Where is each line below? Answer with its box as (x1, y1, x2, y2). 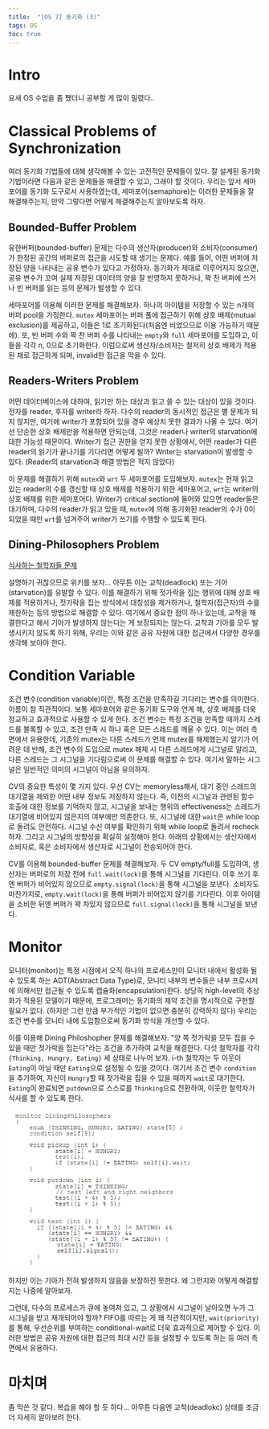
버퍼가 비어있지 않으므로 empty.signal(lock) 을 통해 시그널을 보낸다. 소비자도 (16, 879, 259, 889)
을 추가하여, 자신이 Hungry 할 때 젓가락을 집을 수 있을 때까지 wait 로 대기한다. (8, 1073, 245, 1082)
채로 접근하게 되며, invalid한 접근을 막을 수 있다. (16, 351, 166, 360)
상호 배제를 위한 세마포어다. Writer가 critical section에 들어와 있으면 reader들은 (8, 494, 259, 503)
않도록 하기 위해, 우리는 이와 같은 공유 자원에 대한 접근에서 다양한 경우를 (35, 627, 261, 637)
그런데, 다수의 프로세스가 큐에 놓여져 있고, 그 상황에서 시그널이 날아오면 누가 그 (8, 1303, 255, 1312)
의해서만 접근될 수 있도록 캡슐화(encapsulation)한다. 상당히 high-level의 (16, 985, 245, 995)
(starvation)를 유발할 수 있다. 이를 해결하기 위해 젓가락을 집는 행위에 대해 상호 (8, 587, 251, 597)
